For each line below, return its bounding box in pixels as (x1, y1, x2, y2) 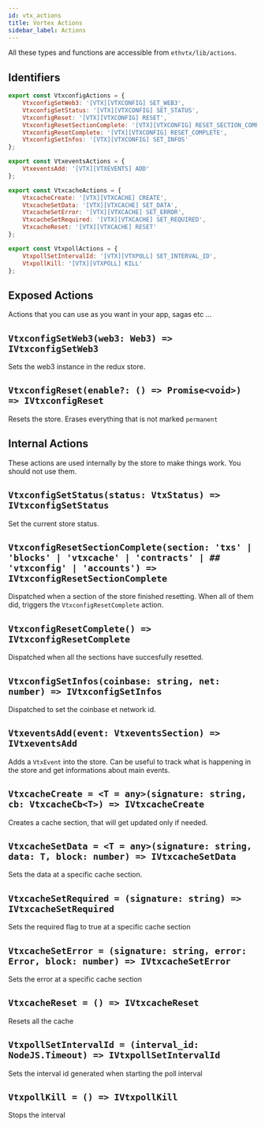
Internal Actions (8, 437, 89, 450)
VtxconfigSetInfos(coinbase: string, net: (8, 675, 221, 687)
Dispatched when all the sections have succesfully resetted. (8, 653, 203, 662)
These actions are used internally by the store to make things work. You (8, 458, 241, 467)
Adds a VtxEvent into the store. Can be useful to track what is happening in (8, 756, 252, 767)
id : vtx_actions (8, 11, 62, 20)
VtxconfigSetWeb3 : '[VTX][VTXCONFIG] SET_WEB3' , (22, 100, 185, 107)
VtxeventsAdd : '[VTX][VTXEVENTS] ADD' (22, 165, 150, 173)
